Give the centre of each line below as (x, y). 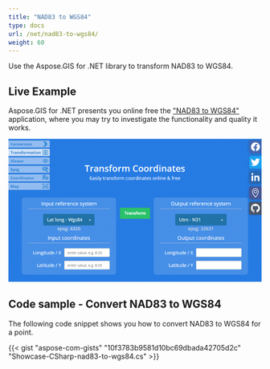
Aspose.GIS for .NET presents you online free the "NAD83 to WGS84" (124, 111)
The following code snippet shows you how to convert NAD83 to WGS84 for (135, 323)
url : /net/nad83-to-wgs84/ (53, 34)
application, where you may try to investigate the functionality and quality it (133, 120)
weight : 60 (27, 43)
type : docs (27, 25)
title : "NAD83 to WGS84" (50, 17)
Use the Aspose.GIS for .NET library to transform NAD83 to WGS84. (121, 66)
